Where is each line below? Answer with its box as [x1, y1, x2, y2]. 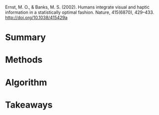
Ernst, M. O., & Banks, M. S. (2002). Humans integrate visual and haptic [5, 4, 150, 10]
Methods [5, 54, 43, 65]
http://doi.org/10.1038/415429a [5, 15, 68, 20]
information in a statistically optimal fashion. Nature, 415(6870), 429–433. [5, 9, 154, 15]
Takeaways [5, 99, 53, 110]
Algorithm [5, 77, 47, 88]
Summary [5, 32, 46, 43]
